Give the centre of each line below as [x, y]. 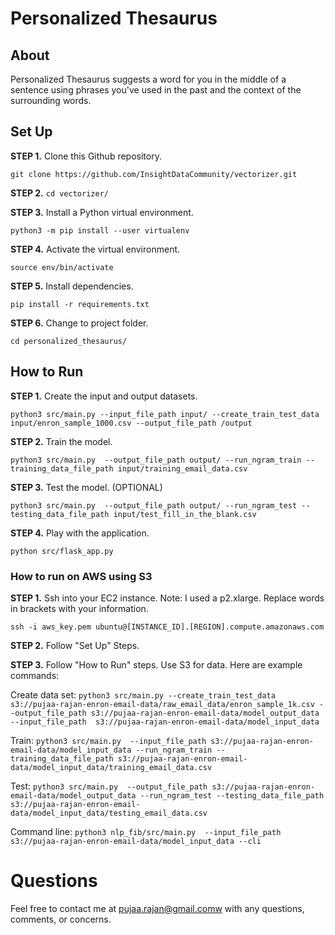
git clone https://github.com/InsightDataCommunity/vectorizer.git [154, 174]
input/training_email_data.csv [182, 468]
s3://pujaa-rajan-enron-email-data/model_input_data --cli [136, 841]
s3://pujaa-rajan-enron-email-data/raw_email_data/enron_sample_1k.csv [162, 704]
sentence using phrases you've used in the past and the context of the [156, 90]
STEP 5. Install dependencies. [72, 286]
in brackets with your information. [79, 608]
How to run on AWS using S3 [81, 576]
